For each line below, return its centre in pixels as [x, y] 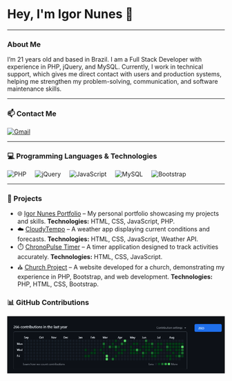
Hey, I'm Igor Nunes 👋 [70, 14]
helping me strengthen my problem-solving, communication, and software [113, 82]
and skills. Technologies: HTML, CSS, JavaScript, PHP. [96, 222]
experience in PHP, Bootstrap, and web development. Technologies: [115, 277]
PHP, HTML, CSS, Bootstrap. [58, 284]
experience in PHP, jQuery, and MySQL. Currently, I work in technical [105, 67]
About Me [24, 44]
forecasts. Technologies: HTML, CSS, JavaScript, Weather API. [108, 239]
